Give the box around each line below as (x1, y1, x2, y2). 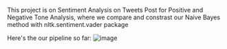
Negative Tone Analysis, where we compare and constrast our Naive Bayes (7, 13, 221, 21)
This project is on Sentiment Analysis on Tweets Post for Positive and (7, 6, 204, 14)
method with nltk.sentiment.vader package (7, 21, 129, 28)
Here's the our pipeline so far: (7, 34, 91, 42)
